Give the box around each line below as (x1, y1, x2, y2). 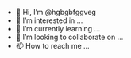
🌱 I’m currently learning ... (15, 24, 101, 33)
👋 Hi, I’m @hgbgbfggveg (15, 8, 97, 16)
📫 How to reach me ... (15, 42, 90, 50)
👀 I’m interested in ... (15, 16, 83, 25)
